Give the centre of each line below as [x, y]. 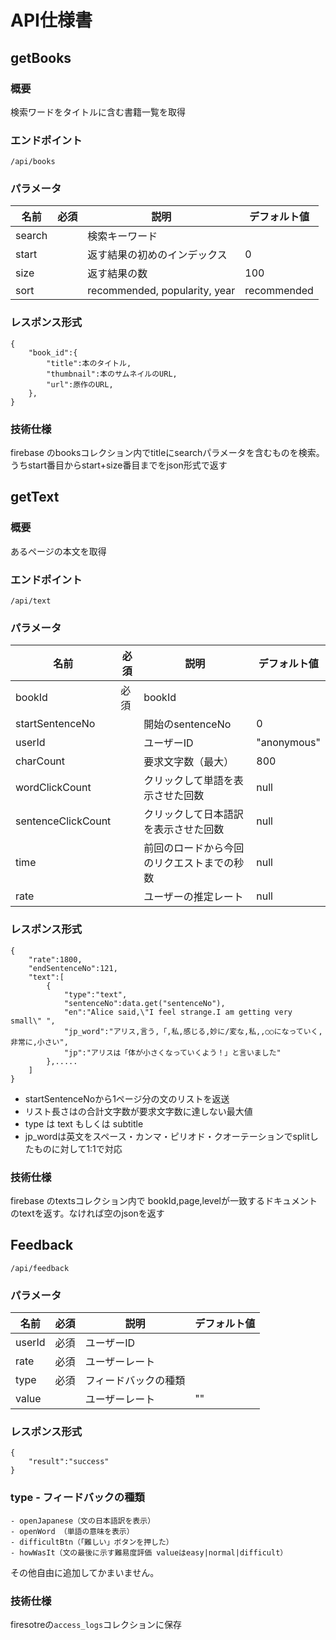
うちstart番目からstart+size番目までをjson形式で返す [119, 465]
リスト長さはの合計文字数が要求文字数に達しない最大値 [138, 1111]
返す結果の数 [117, 274]
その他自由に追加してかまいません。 [85, 1572]
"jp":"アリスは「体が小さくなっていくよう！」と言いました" [172, 1052]
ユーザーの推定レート [193, 897]
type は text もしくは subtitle [84, 1123]
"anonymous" [288, 743]
